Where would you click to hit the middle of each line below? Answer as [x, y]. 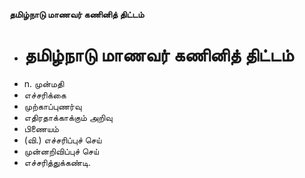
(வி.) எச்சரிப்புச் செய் [62, 140]
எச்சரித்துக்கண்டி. [57, 162]
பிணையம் [41, 128]
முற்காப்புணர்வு [52, 106]
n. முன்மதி [44, 83]
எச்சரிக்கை [45, 95]
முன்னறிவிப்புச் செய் [61, 151]
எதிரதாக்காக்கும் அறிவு [68, 117]
